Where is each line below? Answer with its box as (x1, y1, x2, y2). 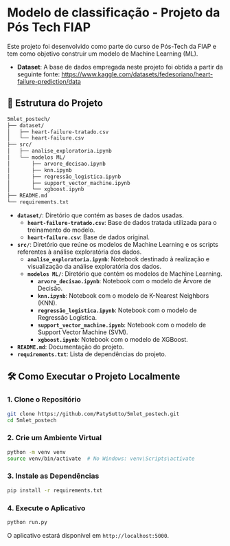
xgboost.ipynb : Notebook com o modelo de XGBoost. (37, 336, 189, 343)
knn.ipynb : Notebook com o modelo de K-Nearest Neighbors (37, 292, 209, 300)
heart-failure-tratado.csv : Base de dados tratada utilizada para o (27, 219, 218, 226)
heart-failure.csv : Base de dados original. (27, 233, 150, 241)
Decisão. (37, 284, 63, 292)
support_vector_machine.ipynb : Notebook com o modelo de (37, 321, 207, 329)
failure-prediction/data (16, 77, 81, 85)
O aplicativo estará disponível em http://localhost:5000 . (7, 531, 170, 539)
